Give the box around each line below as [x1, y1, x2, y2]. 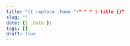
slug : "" [6, 14, 28, 20]
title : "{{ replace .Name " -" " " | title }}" [6, 8, 125, 15]
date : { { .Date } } [6, 20, 52, 26]
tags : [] [6, 25, 28, 32]
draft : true [6, 31, 36, 37]
